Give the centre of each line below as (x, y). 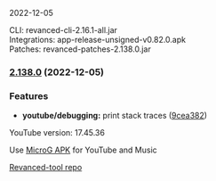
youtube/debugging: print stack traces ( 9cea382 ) (114, 116)
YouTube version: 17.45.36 (57, 133)
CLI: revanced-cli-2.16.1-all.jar (64, 30)
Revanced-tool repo (46, 168)
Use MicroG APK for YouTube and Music (83, 150)
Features (29, 95)
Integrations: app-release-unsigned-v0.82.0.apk (98, 40)
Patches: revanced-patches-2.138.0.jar (80, 49)
